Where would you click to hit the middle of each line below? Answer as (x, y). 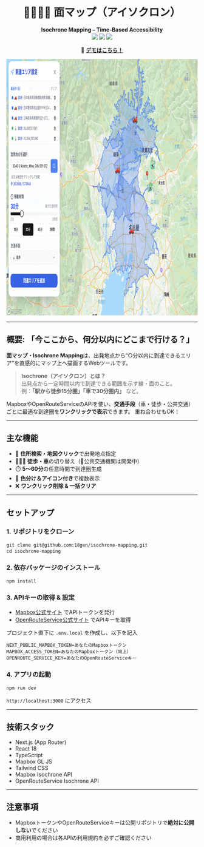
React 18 (26, 748)
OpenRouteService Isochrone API (57, 781)
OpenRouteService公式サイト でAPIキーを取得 (73, 619)
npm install (21, 581)
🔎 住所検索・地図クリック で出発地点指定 (66, 454)
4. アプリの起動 (29, 674)
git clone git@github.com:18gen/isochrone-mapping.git (77, 545)
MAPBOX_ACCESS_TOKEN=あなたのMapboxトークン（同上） (69, 652)
